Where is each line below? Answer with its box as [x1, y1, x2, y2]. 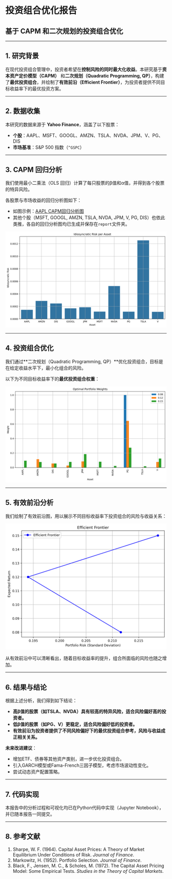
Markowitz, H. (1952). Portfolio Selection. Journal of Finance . [12, 857, 142, 863]
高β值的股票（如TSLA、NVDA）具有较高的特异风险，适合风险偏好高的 [12, 709, 162, 715]
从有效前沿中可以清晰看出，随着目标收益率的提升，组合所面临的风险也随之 [5, 655, 162, 661]
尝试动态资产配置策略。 [12, 769, 62, 775]
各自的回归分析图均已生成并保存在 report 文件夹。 [26, 221, 130, 227]
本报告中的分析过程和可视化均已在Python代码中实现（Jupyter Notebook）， [5, 804, 164, 811]
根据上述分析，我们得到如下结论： [5, 697, 77, 704]
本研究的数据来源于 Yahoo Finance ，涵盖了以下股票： [5, 121, 120, 127]
